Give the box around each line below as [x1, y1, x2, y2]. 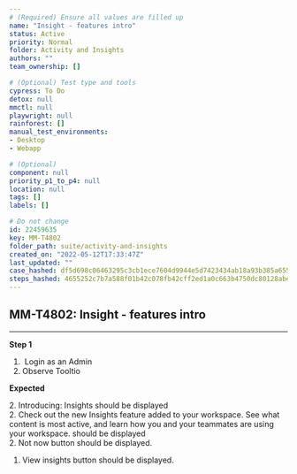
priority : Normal [9, 37, 73, 47]
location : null [9, 185, 65, 194]
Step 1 [9, 339, 33, 349]
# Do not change [9, 218, 69, 226]
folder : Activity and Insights [9, 46, 125, 55]
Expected [9, 382, 46, 394]
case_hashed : [9, 266, 57, 275]
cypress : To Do [9, 86, 65, 96]
